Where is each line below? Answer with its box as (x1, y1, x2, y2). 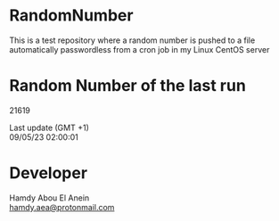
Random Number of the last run (9, 76, 247, 96)
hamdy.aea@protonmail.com (9, 201, 115, 212)
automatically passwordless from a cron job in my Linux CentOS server (9, 44, 270, 54)
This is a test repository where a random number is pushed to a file (9, 35, 256, 45)
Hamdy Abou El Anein (9, 192, 90, 203)
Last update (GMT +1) (9, 122, 89, 133)
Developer (9, 163, 87, 184)
